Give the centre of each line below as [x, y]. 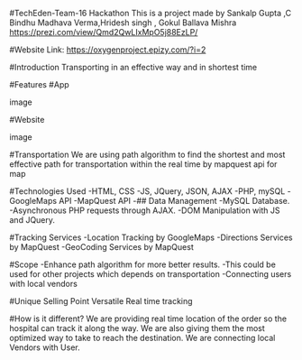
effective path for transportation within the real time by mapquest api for [143, 164]
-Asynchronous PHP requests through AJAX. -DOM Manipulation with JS [145, 210]
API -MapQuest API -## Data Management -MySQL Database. [174, 201]
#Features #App [39, 84]
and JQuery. [32, 220]
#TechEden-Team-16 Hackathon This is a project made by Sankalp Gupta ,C [150, 13]
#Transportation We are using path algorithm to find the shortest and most [147, 154]
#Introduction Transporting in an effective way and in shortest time [133, 67]
